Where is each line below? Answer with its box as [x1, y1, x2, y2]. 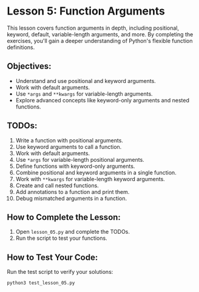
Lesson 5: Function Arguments [7, 4, 166, 18]
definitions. [7, 44, 35, 51]
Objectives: [7, 61, 52, 71]
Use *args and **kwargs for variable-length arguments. [15, 90, 153, 98]
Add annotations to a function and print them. [15, 188, 130, 195]
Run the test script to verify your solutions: [7, 268, 113, 276]
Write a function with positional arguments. [15, 136, 124, 144]
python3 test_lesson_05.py [7, 280, 75, 286]
